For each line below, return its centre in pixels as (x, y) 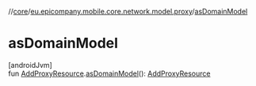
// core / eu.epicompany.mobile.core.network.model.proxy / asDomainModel (128, 11)
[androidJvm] (31, 65)
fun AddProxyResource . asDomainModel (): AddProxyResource (109, 73)
